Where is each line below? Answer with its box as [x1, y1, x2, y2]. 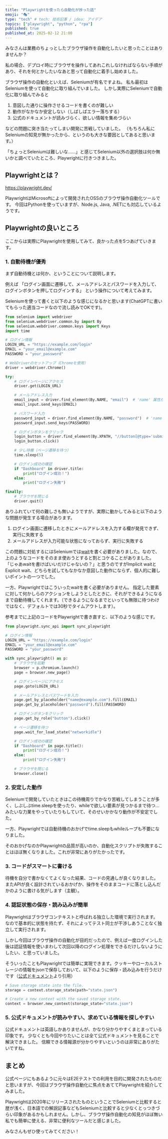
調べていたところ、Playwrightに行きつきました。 [18, 155, 119, 161]
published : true [5, 26, 39, 31]
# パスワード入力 [14, 411, 45, 416]
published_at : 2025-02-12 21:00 [5, 31, 72, 36]
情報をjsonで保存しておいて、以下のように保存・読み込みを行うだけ [22, 966, 162, 972]
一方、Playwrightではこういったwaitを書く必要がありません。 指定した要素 [5, 584, 159, 590]
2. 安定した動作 [5, 784, 42, 791]
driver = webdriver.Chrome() [5, 365, 66, 370]
